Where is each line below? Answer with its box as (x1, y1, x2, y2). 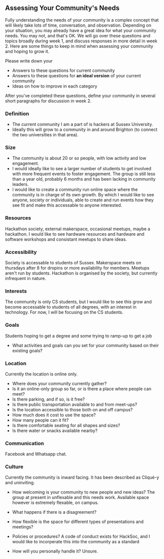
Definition (5, 110, 29, 117)
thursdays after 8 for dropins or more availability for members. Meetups (5, 265, 150, 271)
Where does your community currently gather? (12, 380, 107, 386)
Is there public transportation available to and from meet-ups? (12, 401, 138, 407)
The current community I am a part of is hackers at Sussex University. (12, 122, 153, 127)
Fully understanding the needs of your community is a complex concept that (5, 17, 159, 23)
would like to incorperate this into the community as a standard (12, 539, 140, 545)
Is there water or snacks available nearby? (12, 428, 98, 434)
